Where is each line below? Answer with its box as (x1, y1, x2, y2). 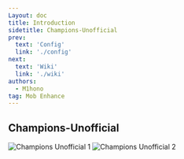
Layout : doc (8, 11, 47, 20)
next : (8, 56, 26, 64)
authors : (8, 77, 37, 85)
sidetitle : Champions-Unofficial (8, 26, 118, 34)
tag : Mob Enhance (8, 92, 65, 100)
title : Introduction (8, 19, 76, 27)
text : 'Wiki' (15, 63, 58, 71)
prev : (8, 33, 26, 42)
